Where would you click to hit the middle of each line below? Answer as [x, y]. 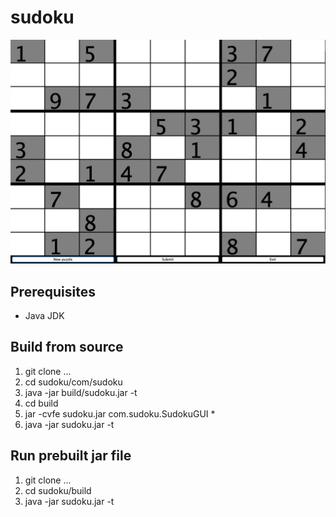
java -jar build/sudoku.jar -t [81, 392]
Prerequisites [53, 291]
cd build [41, 403]
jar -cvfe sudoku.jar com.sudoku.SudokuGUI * [120, 413]
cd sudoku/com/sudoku [73, 382]
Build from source [67, 347]
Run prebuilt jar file [71, 456]
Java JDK [44, 316]
